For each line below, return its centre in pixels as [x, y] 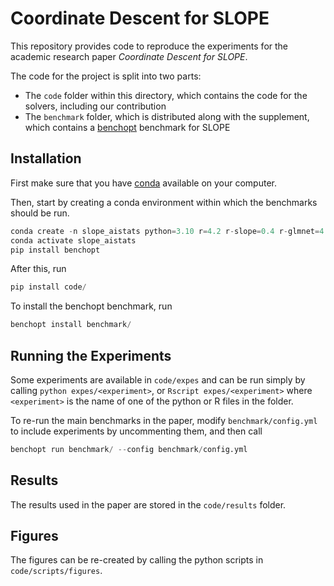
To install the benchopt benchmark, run [91, 306]
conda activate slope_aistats [73, 240]
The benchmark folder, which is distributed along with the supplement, [167, 116]
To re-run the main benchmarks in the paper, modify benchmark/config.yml [164, 420]
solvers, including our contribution [95, 106]
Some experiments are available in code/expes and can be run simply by [158, 379]
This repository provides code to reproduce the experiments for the [149, 46]
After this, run [38, 269]
